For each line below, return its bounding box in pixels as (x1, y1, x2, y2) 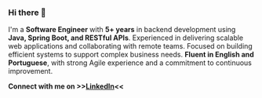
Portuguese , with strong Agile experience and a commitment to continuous (8, 58, 253, 67)
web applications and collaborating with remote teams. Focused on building (8, 42, 253, 51)
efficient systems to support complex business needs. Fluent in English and (8, 50, 255, 60)
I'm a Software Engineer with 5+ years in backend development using (8, 25, 236, 34)
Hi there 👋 (8, 7, 47, 18)
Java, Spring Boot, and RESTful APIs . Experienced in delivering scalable (8, 33, 244, 42)
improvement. (8, 67, 53, 76)
